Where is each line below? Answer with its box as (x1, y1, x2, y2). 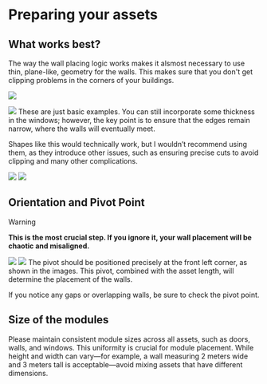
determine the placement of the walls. (8, 274, 133, 284)
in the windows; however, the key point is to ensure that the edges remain (8, 116, 250, 125)
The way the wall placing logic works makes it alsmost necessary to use (8, 58, 245, 68)
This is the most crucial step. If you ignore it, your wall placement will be (8, 232, 253, 242)
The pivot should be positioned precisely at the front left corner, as (27, 257, 248, 267)
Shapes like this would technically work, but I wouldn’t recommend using (8, 140, 247, 148)
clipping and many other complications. (8, 156, 138, 165)
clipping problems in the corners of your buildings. (8, 76, 175, 85)
